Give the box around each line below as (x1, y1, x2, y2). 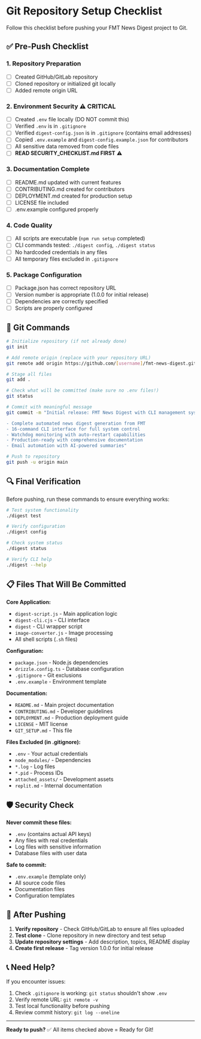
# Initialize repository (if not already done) (6, 338, 127, 344)
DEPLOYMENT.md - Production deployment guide (14, 713, 129, 721)
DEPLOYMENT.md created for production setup (14, 192, 133, 199)
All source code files (14, 879, 66, 886)
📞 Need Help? (6, 962, 56, 972)
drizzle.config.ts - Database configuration (14, 665, 124, 672)
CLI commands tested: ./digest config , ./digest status (14, 241, 156, 249)
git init (6, 344, 28, 350)
